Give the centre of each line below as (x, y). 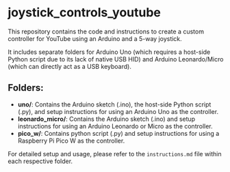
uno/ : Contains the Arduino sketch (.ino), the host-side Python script (114, 104)
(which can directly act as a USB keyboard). (70, 66)
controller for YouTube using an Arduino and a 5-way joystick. (95, 38)
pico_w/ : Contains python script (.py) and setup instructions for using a (118, 133)
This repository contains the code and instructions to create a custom (106, 31)
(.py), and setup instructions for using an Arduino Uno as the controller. (118, 111)
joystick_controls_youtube (85, 13)
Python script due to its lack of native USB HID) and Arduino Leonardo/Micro (116, 59)
